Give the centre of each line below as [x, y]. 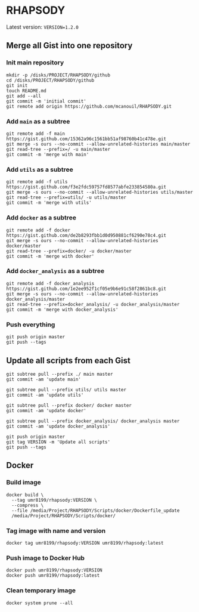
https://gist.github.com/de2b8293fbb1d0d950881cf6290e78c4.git [86, 235]
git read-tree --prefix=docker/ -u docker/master [69, 251]
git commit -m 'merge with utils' [49, 203]
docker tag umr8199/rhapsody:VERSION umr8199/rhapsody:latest [85, 543]
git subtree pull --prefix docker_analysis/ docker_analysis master [93, 421]
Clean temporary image [41, 591]
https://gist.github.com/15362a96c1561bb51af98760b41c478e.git [86, 139]
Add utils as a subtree [40, 169]
